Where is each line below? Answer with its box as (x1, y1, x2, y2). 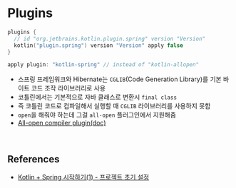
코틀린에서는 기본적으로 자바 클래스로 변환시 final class (17, 93, 177, 101)
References (7, 153, 60, 165)
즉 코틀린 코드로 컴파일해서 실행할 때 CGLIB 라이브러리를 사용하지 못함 (17, 102, 211, 110)
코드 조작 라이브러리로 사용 (31, 84, 106, 93)
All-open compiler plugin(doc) (17, 119, 106, 127)
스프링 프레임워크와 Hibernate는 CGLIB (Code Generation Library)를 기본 (17, 75, 222, 83)
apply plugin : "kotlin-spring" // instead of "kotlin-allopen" (7, 61, 200, 68)
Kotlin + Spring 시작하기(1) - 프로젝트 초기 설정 (17, 173, 150, 182)
